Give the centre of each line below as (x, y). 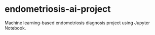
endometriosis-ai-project (58, 9)
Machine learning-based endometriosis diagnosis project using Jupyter (77, 23)
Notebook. (15, 28)
